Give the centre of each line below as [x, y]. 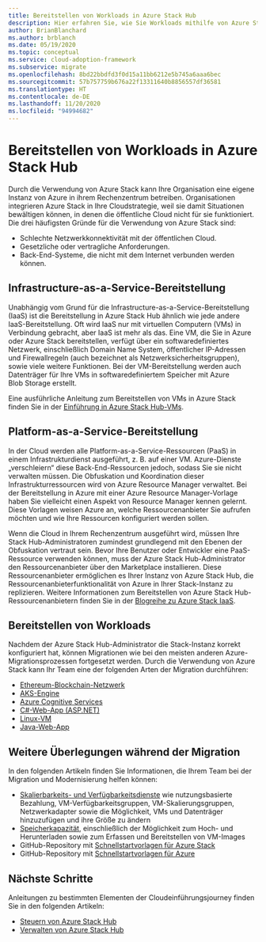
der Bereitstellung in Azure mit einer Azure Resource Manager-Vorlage [123, 492]
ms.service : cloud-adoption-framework [72, 60]
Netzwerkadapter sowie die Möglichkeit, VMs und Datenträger [122, 811]
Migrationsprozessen [43, 661]
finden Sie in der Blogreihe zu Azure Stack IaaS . [158, 600]
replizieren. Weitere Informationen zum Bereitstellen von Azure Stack [121, 592]
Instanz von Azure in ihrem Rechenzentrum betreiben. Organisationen [122, 197]
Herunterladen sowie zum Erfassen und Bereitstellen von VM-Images [132, 837]
